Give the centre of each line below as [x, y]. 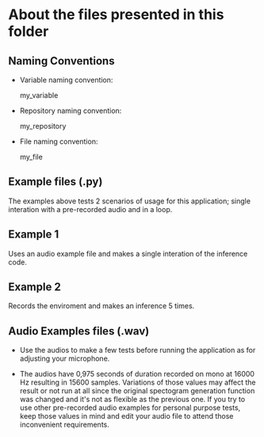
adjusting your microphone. [65, 358]
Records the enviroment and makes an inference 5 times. [101, 306]
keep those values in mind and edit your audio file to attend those [126, 416]
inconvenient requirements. [64, 425]
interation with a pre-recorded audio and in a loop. [90, 209]
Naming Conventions [61, 61]
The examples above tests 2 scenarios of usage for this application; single [130, 201]
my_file [31, 157]
